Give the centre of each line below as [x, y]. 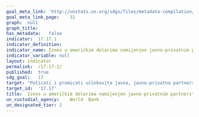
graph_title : [22, 28]
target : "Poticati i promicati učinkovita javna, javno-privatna [88, 83]
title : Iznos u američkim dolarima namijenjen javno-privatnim [87, 94]
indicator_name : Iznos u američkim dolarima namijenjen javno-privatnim [98, 50]
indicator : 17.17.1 [32, 39]
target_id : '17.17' [32, 89]
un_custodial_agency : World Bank [53, 99]
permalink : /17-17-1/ [34, 66]
